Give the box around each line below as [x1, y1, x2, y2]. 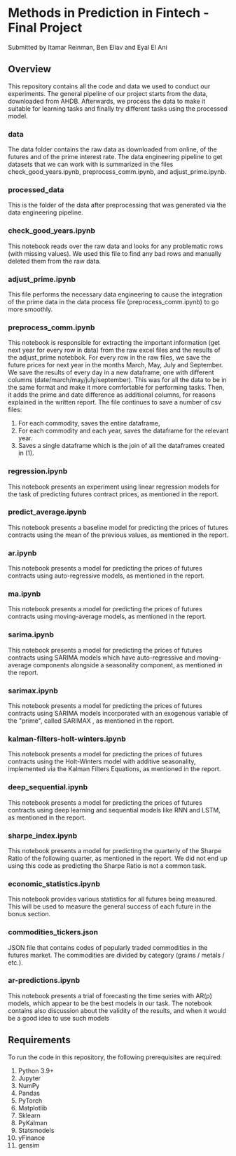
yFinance [18, 1134, 45, 1142]
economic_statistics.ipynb [8, 878, 101, 888]
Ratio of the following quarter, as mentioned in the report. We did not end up [8, 854, 228, 862]
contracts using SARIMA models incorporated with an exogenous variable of [8, 709, 228, 718]
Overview [8, 63, 52, 75]
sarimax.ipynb [8, 686, 59, 695]
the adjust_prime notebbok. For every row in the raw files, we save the [8, 353, 211, 362]
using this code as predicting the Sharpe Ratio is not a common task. [8, 861, 207, 870]
